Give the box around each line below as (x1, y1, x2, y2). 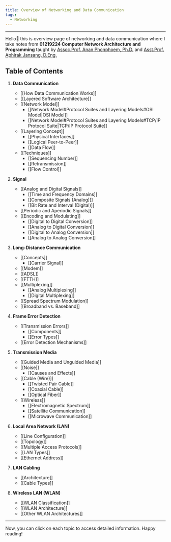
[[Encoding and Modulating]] (20, 213, 81, 219)
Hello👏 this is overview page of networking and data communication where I (5, 36, 165, 42)
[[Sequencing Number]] (27, 155, 78, 161)
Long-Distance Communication (12, 244, 81, 251)
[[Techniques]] (20, 150, 52, 156)
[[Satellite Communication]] (27, 408, 85, 414)
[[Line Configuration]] (20, 433, 66, 439)
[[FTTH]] (20, 276, 39, 282)
